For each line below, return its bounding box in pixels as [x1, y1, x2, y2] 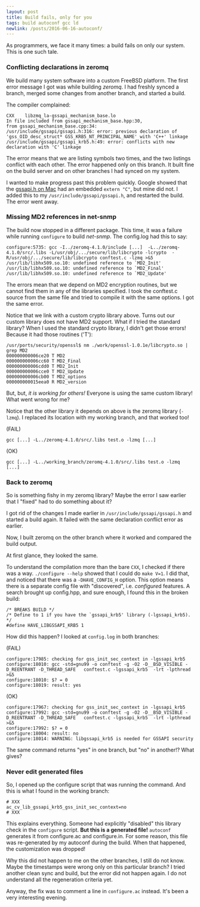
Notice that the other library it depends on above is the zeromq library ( [6, 407, 181, 415]
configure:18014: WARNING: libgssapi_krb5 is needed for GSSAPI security [6, 736, 194, 742]
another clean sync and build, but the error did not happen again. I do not [6, 870, 187, 877]
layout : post [6, 8, 39, 15]
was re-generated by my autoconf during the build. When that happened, [6, 839, 187, 847]
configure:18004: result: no [6, 731, 79, 736]
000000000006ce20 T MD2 [6, 352, 66, 359]
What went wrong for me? [6, 395, 70, 403]
